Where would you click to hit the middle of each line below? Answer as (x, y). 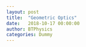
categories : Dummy (29, 35)
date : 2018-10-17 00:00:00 (43, 23)
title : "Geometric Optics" (42, 18)
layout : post (23, 12)
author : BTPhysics (29, 29)
